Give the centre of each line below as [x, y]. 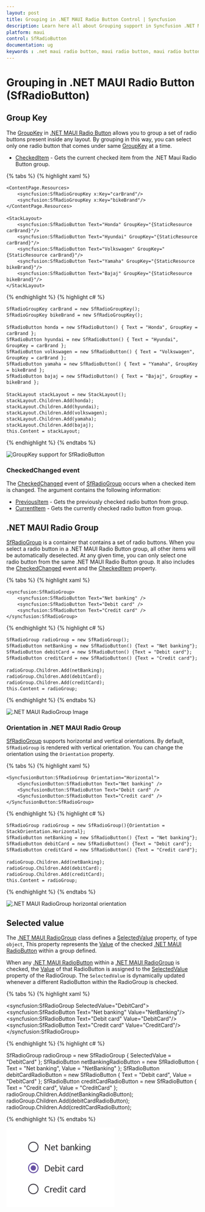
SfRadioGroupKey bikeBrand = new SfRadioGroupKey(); [75, 315]
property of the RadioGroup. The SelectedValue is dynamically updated [95, 975]
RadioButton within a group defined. [52, 951]
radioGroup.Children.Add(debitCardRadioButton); [68, 1101]
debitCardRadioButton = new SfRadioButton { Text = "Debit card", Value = [99, 1075]
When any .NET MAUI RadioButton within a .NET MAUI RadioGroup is [93, 963]
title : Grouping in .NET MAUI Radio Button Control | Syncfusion [91, 19]
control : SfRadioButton [37, 39]
